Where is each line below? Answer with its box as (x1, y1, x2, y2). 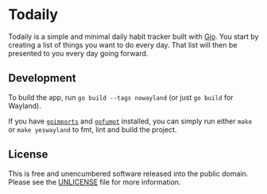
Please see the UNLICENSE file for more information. (8, 177, 181, 187)
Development (8, 71, 77, 85)
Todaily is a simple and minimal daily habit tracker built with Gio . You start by (8, 32, 259, 41)
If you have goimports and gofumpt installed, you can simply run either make (8, 116, 253, 126)
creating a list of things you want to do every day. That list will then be (8, 40, 238, 49)
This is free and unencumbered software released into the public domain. (8, 169, 249, 178)
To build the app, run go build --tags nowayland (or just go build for (8, 93, 234, 102)
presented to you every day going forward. (8, 48, 149, 58)
